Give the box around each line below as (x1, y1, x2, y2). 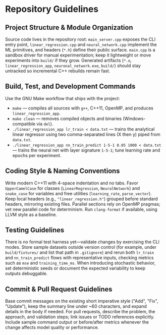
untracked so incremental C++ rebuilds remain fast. (5, 68, 111, 74)
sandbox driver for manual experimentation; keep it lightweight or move (5, 52, 151, 58)
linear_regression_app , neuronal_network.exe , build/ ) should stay (5, 63, 141, 68)
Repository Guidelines (5, 3, 99, 15)
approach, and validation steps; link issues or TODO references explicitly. (5, 314, 155, 320)
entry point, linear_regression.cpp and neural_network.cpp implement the (5, 42, 157, 48)
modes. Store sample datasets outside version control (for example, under (5, 244, 157, 250)
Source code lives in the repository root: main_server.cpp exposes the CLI (5, 36, 156, 42)
